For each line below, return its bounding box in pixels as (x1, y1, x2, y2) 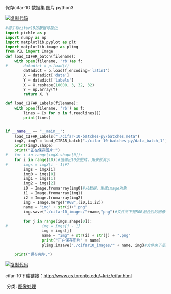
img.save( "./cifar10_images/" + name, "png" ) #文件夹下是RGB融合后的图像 (23, 209, 166, 215)
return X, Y (23, 92, 49, 97)
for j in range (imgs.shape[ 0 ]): (23, 219, 93, 224)
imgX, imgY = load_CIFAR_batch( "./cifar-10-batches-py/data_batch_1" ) (14, 138, 167, 144)
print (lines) (23, 115, 51, 120)
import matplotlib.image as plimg (5, 44, 79, 49)
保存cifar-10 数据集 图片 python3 (5, 5, 74, 10)
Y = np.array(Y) (23, 87, 58, 92)
